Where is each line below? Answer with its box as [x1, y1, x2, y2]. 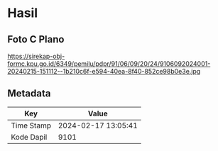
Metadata [7, 87, 51, 100]
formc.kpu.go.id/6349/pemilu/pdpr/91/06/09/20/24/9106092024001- [7, 60, 211, 68]
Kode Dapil [11, 132, 48, 142]
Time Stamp [11, 121, 52, 130]
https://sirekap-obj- [7, 52, 65, 60]
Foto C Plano [7, 33, 65, 45]
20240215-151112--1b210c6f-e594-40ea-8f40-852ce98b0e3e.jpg [7, 67, 201, 75]
